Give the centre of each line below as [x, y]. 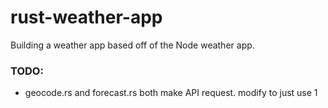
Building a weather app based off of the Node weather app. [132, 45]
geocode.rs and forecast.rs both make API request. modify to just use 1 [171, 93]
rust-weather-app [86, 17]
